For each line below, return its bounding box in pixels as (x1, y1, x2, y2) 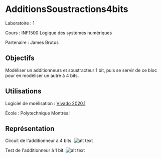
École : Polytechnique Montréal (5, 110, 70, 116)
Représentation (5, 124, 55, 133)
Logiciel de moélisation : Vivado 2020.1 (5, 100, 86, 106)
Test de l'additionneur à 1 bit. (5, 147, 65, 153)
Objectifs (5, 54, 35, 62)
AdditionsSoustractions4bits (5, 3, 128, 15)
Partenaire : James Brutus (5, 39, 59, 45)
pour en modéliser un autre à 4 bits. (5, 72, 79, 78)
